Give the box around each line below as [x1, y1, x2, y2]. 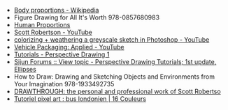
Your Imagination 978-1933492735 [13, 80, 115, 88]
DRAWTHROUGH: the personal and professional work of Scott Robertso [13, 87, 222, 95]
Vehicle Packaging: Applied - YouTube [13, 43, 124, 51]
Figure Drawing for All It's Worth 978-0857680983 [13, 13, 159, 22]
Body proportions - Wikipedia [13, 6, 99, 14]
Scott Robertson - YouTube [13, 28, 92, 36]
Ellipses [13, 65, 36, 73]
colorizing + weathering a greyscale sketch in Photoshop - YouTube [13, 36, 210, 44]
